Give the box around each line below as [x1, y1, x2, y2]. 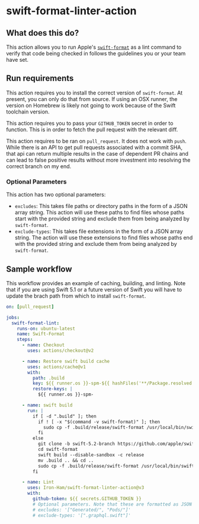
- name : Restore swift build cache [21, 358, 110, 364]
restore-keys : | [32, 386, 73, 392]
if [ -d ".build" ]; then [32, 413, 97, 419]
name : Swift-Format [17, 331, 65, 337]
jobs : [6, 314, 20, 320]
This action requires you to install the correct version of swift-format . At [6, 89, 183, 96]
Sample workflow [6, 264, 72, 274]
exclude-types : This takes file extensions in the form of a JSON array [14, 228, 183, 235]
